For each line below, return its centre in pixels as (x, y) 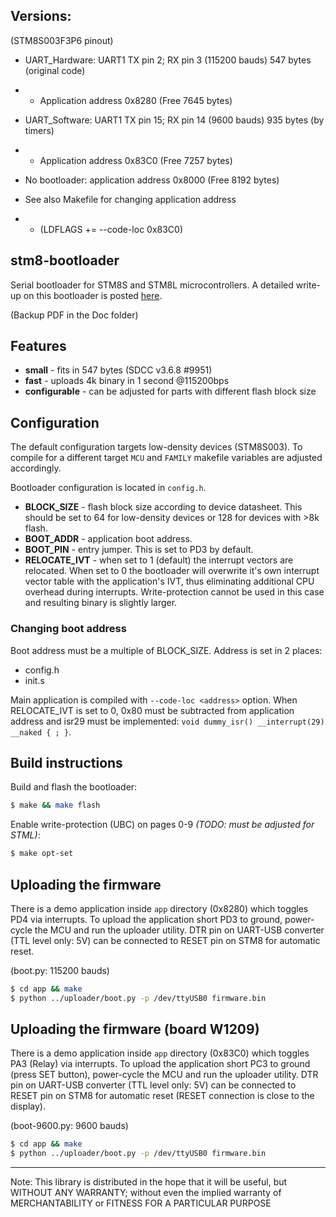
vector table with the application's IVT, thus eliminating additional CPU (169, 581)
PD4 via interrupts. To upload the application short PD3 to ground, (146, 919)
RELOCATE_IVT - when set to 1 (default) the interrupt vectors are (159, 560)
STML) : (25, 835)
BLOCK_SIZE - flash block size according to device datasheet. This (163, 507)
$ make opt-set (42, 854)
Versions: (41, 16)
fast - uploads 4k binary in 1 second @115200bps (127, 381)
